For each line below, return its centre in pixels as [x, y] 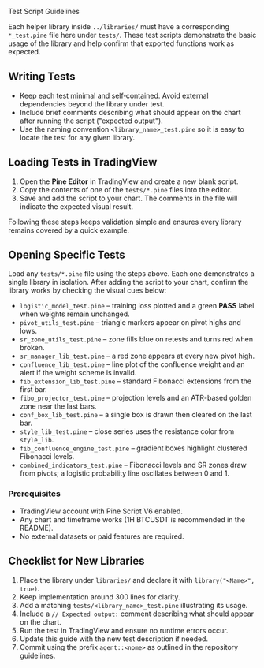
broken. [32, 348]
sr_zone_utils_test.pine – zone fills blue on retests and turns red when [136, 339]
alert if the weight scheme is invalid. [78, 373]
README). [36, 528]
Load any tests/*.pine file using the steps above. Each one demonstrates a [131, 274]
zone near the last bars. [58, 406]
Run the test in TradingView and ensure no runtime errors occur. [124, 630]
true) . [30, 588]
